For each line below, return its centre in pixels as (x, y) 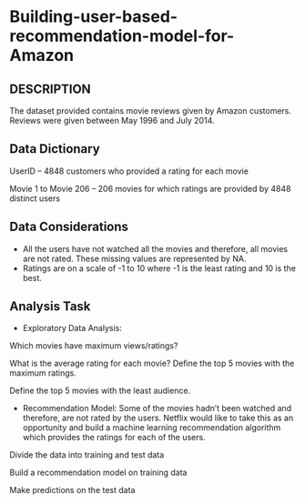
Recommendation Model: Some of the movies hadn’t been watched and (157, 408)
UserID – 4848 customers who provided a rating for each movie (129, 171)
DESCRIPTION (50, 89)
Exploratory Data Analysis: (72, 328)
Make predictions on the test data (72, 490)
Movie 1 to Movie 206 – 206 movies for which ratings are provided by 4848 (150, 188)
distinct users (35, 198)
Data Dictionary (55, 149)
